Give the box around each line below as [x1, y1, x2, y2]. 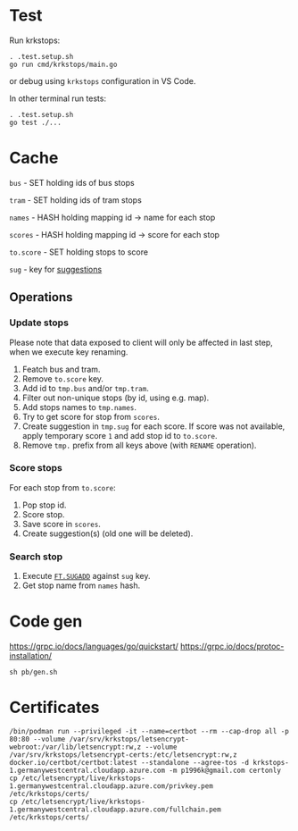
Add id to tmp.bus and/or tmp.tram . [21, 382, 149, 393]
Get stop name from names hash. [21, 580, 141, 591]
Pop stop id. [21, 499, 67, 510]
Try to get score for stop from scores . [21, 411, 161, 422]
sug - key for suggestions [9, 264, 103, 274]
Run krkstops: [9, 35, 61, 46]
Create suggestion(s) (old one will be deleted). [21, 528, 194, 539]
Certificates [9, 698, 100, 718]
